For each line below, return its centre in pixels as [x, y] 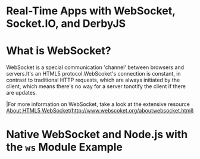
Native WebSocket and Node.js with [97, 135]
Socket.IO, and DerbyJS [66, 24]
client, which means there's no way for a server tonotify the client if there [96, 86]
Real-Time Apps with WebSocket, [91, 11]
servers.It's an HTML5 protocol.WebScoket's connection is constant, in [93, 74]
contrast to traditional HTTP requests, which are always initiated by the [93, 80]
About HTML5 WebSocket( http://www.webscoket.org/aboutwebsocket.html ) [100, 111]
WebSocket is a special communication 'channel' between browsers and [95, 67]
